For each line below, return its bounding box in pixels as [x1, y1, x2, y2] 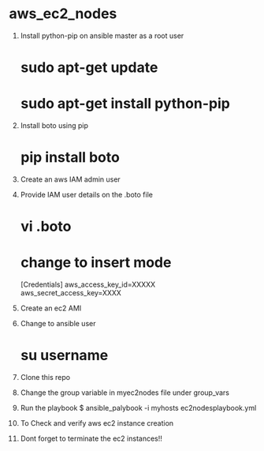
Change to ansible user [20, 319, 96, 329]
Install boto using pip [20, 121, 89, 130]
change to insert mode [20, 254, 172, 272]
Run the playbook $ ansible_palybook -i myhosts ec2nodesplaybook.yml [20, 404, 257, 413]
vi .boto [20, 218, 72, 235]
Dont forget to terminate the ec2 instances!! [20, 434, 162, 443]
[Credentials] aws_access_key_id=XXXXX [20, 280, 156, 289]
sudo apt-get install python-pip [20, 95, 231, 113]
